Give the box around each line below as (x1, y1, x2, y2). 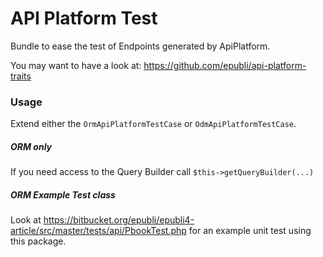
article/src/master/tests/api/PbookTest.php (10, 225, 187, 237)
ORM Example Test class (10, 188, 116, 201)
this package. (10, 235, 67, 247)
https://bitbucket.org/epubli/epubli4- (43, 214, 195, 226)
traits (10, 70, 32, 82)
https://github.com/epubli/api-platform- (143, 59, 307, 71)
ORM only (10, 140, 53, 152)
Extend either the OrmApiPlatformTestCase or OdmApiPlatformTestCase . (10, 118, 297, 130)
